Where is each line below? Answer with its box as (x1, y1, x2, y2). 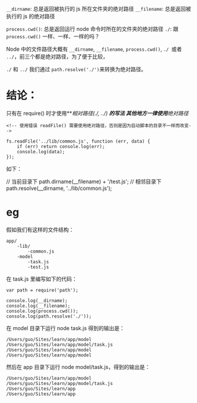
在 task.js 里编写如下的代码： (6, 275, 77, 282)
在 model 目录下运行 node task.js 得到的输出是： (6, 324, 125, 331)
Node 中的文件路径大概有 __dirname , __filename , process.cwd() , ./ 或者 (6, 45, 183, 53)
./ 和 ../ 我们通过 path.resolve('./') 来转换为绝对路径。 (6, 66, 147, 73)
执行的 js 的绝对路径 (6, 13, 55, 20)
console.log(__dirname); (6, 297, 68, 303)
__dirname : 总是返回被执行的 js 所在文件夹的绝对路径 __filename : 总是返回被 (6, 5, 192, 12)
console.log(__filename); (6, 303, 70, 309)
